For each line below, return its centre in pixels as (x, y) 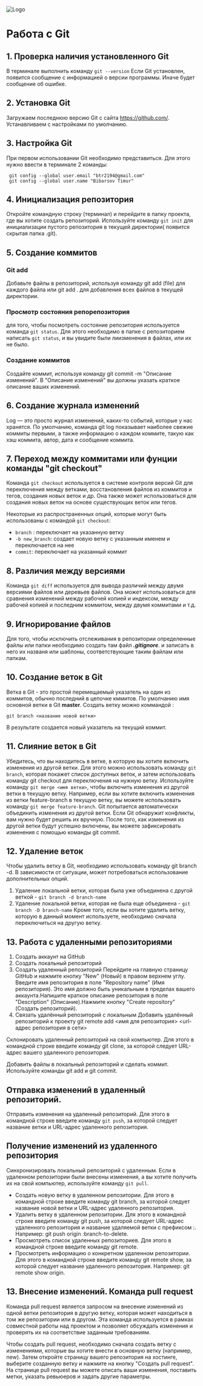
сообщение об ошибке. (36, 84)
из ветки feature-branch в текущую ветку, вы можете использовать (94, 799)
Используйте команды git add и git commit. (62, 1071)
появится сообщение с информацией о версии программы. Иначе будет (101, 77)
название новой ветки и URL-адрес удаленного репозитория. (95, 1208)
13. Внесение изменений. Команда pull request (100, 1292)
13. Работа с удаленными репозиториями (89, 942)
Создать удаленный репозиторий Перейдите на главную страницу (101, 970)
